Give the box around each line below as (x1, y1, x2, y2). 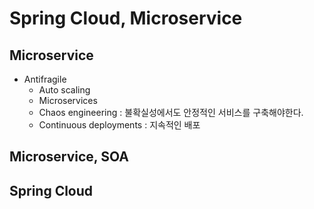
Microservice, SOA (9, 148, 129, 166)
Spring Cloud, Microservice (9, 7, 243, 30)
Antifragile (23, 73, 67, 85)
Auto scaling (38, 84, 91, 96)
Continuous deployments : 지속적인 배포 (38, 119, 201, 131)
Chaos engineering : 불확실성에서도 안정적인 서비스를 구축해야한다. (38, 107, 304, 118)
